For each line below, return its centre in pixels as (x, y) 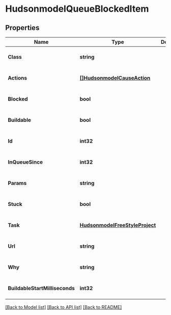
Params (17, 183)
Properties (22, 28)
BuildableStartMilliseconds (41, 288)
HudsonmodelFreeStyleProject (118, 225)
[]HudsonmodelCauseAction (115, 78)
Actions (17, 78)
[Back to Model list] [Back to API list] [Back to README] (64, 307)
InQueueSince (25, 162)
